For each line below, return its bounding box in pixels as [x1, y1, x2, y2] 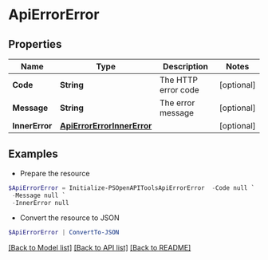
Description [163, 61, 209, 72]
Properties [8, 37, 62, 51]
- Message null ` [11, 191, 66, 199]
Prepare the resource [19, 168, 90, 178]
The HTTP [159, 74, 198, 85]
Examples [8, 148, 58, 161]
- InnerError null [11, 199, 69, 207]
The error [159, 97, 195, 108]
